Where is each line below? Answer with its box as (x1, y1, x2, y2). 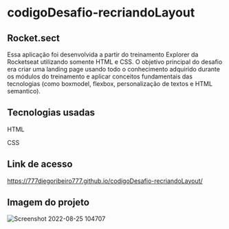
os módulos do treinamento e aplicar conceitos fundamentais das (7, 72, 193, 80)
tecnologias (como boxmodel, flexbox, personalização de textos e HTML (7, 80, 213, 87)
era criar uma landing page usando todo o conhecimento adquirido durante (7, 65, 220, 73)
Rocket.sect (7, 32, 61, 44)
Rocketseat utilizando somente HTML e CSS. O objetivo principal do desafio (7, 58, 223, 66)
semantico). (7, 87, 41, 95)
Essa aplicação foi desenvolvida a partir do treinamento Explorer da (7, 50, 199, 58)
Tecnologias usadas (7, 107, 95, 118)
